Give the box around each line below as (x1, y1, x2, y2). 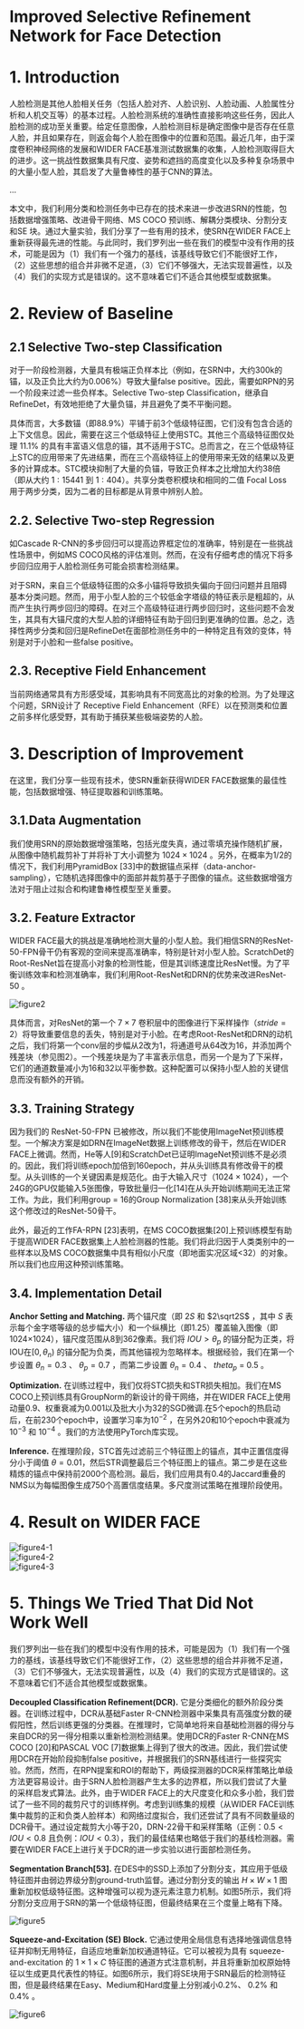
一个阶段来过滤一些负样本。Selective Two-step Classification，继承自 (9, 387, 269, 398)
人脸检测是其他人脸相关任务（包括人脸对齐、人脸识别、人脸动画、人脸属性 (9, 98, 287, 110)
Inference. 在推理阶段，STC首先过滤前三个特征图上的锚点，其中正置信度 (9, 1445, 281, 1456)
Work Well (9, 1612, 89, 1633)
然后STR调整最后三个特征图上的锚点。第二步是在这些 (89, 1457, 288, 1468)
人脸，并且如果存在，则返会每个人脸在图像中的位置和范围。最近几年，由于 (9, 132, 287, 143)
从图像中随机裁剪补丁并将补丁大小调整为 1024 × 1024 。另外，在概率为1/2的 (9, 849, 292, 860)
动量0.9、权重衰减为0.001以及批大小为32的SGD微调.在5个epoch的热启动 (9, 1403, 281, 1413)
